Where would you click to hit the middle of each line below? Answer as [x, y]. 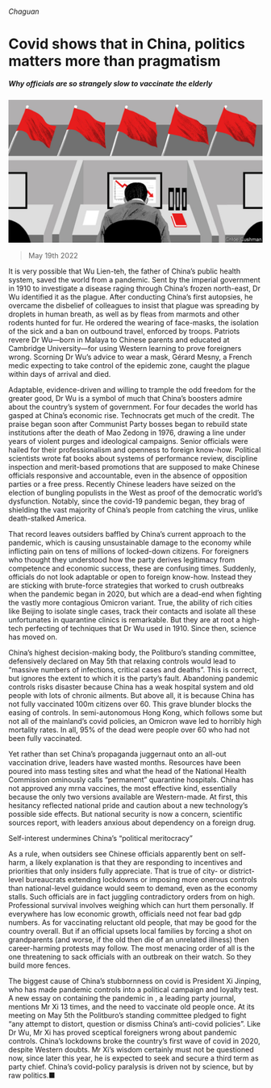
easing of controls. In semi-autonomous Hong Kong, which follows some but [135, 713]
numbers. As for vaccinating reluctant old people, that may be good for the [133, 923]
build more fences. [40, 965]
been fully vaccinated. [45, 739]
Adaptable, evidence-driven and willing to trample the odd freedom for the [132, 390]
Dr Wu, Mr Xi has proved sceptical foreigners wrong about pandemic [123, 1032]
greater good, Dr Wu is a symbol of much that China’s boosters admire [125, 399]
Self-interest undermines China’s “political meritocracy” [101, 839]
